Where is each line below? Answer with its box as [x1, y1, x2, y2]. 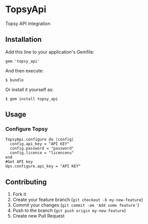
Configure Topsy [5, 126, 48, 133]
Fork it [12, 191, 27, 197]
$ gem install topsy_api [5, 96, 58, 102]
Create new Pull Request [12, 213, 65, 219]
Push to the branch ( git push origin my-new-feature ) [12, 208, 126, 214]
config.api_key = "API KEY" [10, 141, 70, 146]
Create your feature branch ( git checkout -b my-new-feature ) [12, 196, 143, 203]
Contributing [5, 178, 47, 186]
